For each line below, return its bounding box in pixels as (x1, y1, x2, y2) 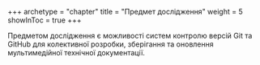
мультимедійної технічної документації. (7, 48, 145, 57)
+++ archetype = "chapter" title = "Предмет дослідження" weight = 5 (7, 7, 244, 16)
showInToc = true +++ (7, 15, 82, 25)
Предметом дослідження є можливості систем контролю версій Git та (7, 31, 253, 40)
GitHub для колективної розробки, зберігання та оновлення (7, 39, 214, 49)
